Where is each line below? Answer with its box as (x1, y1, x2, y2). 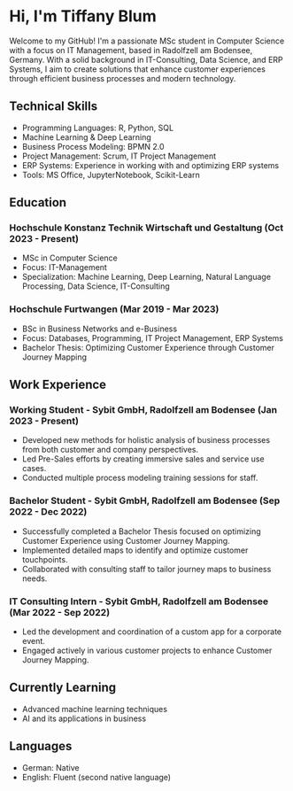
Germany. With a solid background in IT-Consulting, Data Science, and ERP (9, 54, 283, 65)
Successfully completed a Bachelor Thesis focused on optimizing (21, 525, 261, 537)
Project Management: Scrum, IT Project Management (21, 151, 217, 161)
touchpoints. (21, 554, 68, 564)
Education (9, 195, 67, 210)
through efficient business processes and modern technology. (9, 73, 236, 83)
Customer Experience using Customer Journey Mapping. (21, 535, 230, 546)
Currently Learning (9, 680, 117, 695)
